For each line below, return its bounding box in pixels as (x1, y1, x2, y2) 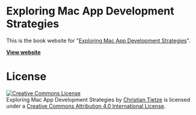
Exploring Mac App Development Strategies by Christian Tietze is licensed (6, 96, 191, 103)
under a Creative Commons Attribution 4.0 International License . (6, 102, 166, 110)
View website (6, 48, 41, 55)
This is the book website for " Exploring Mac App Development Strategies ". (6, 37, 191, 44)
